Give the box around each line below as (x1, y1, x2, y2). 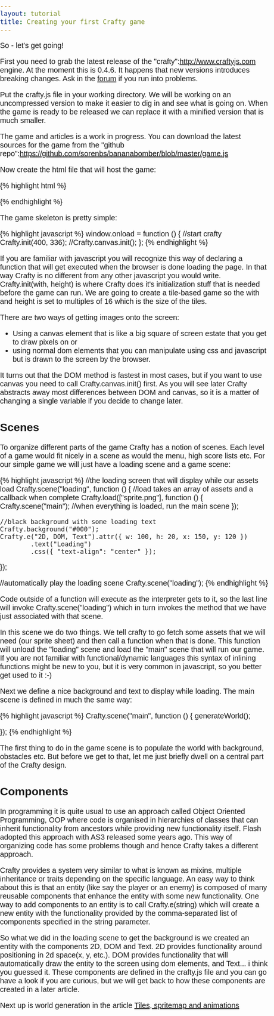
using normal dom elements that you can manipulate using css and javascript (13, 346, 267, 355)
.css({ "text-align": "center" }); (30, 547, 157, 556)
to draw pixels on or (13, 338, 77, 346)
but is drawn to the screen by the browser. (13, 355, 151, 364)
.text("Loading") (30, 540, 92, 548)
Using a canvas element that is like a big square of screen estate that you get (13, 329, 267, 338)
